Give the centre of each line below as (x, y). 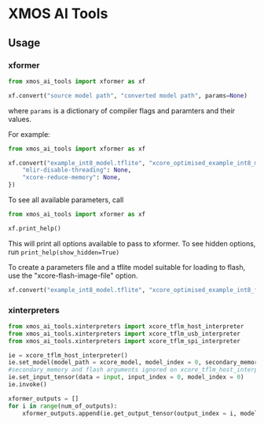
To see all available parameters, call (66, 200)
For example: (29, 134)
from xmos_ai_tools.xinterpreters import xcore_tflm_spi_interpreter (125, 341)
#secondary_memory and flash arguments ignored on (93, 370)
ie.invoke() (27, 385)
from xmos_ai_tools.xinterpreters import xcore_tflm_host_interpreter (126, 326)
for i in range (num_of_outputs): (63, 406)
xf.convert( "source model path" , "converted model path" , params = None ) (128, 95)
